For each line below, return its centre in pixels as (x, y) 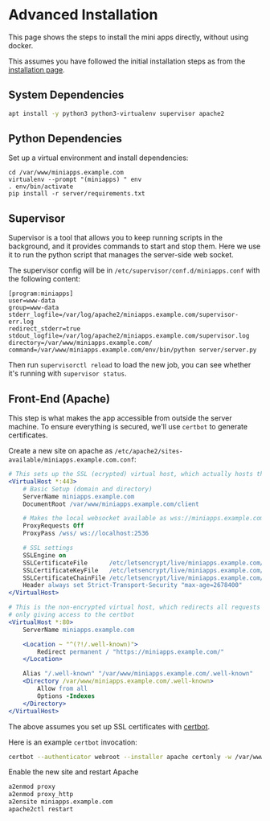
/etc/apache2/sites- (149, 452)
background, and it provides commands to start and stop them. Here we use (135, 246)
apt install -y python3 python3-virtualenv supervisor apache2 (117, 113)
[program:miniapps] (41, 294)
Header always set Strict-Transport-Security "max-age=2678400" (133, 585)
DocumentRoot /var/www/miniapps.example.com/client (111, 504)
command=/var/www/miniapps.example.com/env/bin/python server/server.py (133, 350)
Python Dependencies (65, 139)
